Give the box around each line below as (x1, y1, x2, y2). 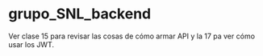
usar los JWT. (8, 39, 55, 49)
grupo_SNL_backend (8, 5, 152, 23)
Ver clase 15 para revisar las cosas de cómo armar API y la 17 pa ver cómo (8, 31, 256, 41)
